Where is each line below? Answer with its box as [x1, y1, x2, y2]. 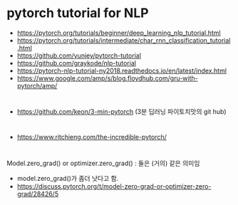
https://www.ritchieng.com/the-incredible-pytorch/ [16, 133, 167, 142]
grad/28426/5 [16, 189, 58, 198]
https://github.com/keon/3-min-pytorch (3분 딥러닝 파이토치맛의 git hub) [16, 107, 227, 116]
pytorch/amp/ [16, 81, 58, 90]
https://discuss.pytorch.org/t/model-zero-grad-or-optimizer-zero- [16, 182, 212, 190]
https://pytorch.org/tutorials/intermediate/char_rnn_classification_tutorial [16, 36, 231, 44]
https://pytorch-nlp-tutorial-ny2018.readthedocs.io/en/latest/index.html [16, 66, 227, 75]
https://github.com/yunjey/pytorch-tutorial [16, 51, 142, 60]
